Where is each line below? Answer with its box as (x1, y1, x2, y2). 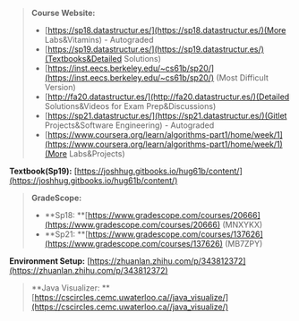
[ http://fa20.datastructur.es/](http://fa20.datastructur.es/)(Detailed (44, 91, 290, 102)
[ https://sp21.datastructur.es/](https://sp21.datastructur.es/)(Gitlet (44, 111, 287, 121)
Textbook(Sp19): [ (9, 165, 78, 176)
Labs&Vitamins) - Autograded (44, 35, 154, 45)
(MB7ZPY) (225, 239, 263, 249)
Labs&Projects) (68, 148, 125, 159)
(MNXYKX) (222, 219, 263, 230)
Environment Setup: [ (9, 256, 91, 266)
